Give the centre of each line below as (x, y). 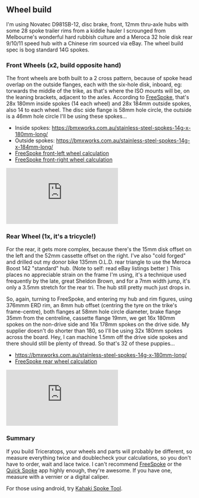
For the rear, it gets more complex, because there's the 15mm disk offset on (99, 249)
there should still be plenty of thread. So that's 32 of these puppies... (91, 344)
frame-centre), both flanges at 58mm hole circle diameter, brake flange (94, 312)
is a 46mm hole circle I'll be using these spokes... (66, 117)
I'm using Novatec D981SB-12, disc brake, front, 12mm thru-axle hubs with (97, 24)
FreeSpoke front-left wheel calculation (62, 153)
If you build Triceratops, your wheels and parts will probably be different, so (99, 451)
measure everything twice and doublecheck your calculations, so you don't (99, 457)
